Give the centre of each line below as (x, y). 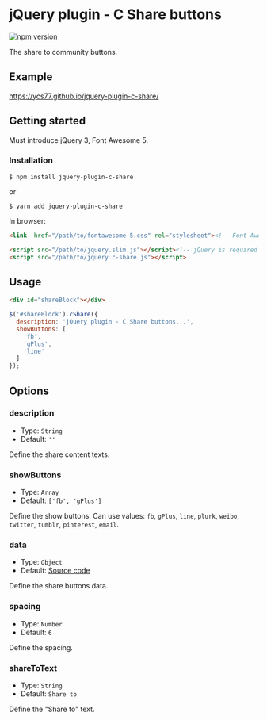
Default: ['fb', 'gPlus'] (61, 500)
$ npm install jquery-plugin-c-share (71, 177)
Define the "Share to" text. (52, 709)
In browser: (28, 220)
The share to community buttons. (63, 52)
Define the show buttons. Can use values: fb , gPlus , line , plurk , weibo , (124, 516)
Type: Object (41, 562)
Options (29, 391)
